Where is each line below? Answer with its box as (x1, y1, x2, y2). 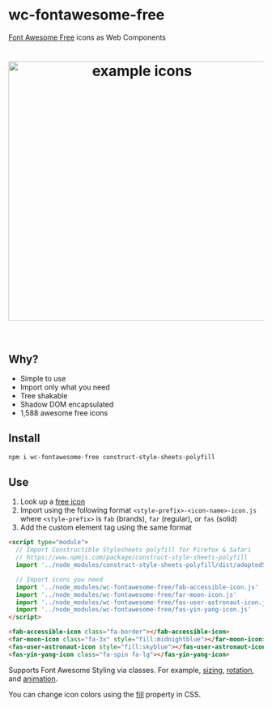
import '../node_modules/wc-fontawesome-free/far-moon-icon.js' (15, 590, 237, 598)
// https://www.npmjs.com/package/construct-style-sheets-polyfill (15, 553, 249, 562)
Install (8, 432, 40, 445)
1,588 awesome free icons (19, 407, 108, 418)
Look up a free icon (19, 496, 86, 507)
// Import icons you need (15, 575, 104, 584)
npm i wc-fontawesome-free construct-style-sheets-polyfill (8, 453, 216, 461)
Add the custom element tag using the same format (19, 522, 192, 532)
